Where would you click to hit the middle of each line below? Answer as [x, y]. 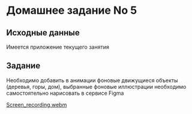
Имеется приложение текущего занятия [58, 47]
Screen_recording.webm [37, 104]
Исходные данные [43, 33]
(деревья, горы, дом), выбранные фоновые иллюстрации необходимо [96, 86]
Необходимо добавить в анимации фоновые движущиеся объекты [92, 80]
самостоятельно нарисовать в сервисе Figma [65, 93]
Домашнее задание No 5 [72, 10]
